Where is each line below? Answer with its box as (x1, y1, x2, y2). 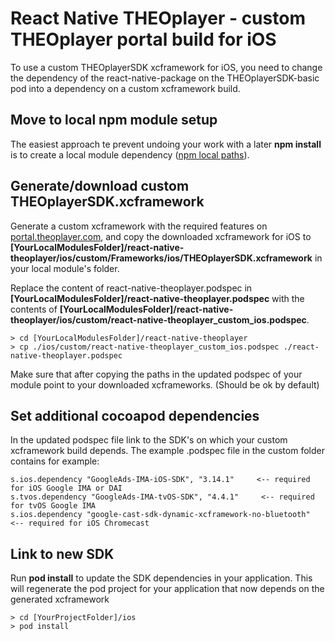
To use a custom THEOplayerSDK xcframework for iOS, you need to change (10, 61, 323, 73)
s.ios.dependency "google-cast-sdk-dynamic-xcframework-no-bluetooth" (10, 510, 311, 520)
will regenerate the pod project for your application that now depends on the (10, 583, 325, 595)
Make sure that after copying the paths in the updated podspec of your (10, 368, 303, 380)
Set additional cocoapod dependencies (10, 407, 260, 424)
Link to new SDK (10, 545, 115, 562)
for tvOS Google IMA (10, 501, 97, 511)
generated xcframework (10, 593, 110, 606)
